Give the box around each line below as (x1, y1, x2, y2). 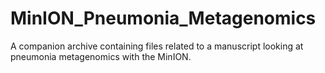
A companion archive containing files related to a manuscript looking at (10, 40, 304, 52)
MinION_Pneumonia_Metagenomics (10, 7, 317, 30)
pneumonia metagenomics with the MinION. (10, 50, 192, 62)
